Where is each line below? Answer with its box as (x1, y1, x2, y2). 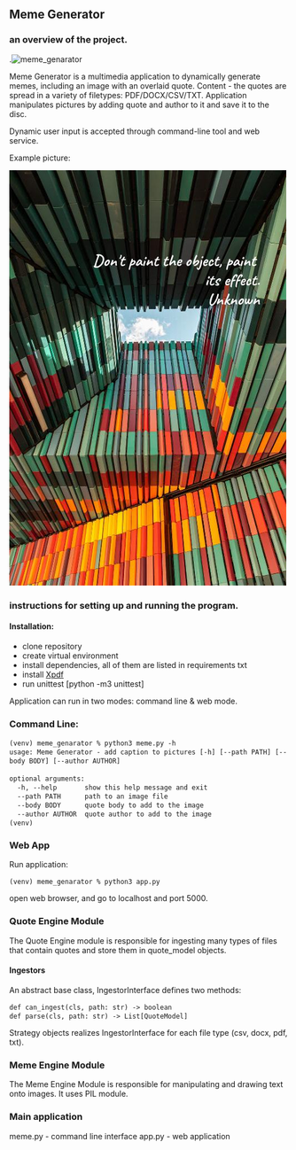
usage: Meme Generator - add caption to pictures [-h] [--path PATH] (9, 748, 272, 757)
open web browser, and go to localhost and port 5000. (9, 893, 208, 904)
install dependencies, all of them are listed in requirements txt (21, 659, 248, 670)
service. (9, 135, 39, 145)
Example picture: (9, 152, 71, 163)
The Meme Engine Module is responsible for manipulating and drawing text (9, 1079, 284, 1090)
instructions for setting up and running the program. (9, 599, 239, 611)
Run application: (9, 859, 68, 870)
